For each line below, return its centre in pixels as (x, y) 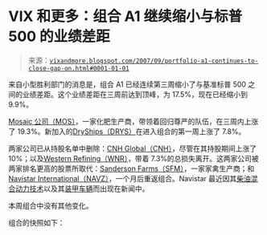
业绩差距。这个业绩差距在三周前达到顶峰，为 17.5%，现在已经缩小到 (135, 94)
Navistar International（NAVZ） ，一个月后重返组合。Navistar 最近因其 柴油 (130, 178)
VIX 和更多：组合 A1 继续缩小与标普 (125, 16)
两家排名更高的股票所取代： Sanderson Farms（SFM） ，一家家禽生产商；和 (131, 168)
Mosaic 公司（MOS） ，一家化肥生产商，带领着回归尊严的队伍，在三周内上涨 (133, 121)
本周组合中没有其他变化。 (51, 205)
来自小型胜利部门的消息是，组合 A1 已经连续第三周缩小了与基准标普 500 (127, 84)
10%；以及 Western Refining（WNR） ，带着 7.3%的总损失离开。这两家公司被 (133, 158)
